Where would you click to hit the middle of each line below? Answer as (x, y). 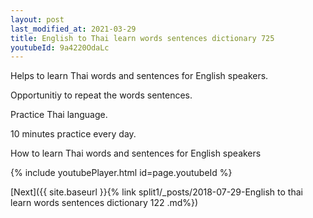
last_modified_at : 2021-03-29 (73, 29)
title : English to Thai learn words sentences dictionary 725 (142, 38)
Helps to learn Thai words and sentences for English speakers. (139, 76)
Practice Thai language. (59, 115)
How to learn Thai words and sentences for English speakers (136, 153)
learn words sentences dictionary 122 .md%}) (104, 203)
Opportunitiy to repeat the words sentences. (101, 95)
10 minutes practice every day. (73, 134)
